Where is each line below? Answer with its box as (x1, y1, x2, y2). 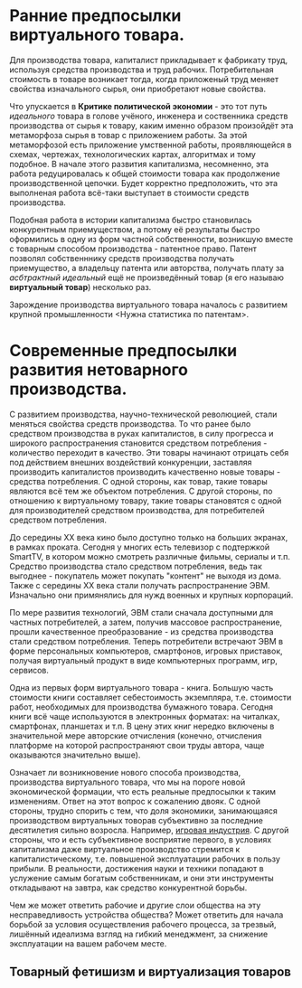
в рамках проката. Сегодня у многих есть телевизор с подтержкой (9, 541, 269, 552)
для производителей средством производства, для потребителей (9, 504, 265, 515)
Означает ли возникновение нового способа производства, (9, 767, 241, 777)
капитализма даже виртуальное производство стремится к (9, 843, 241, 854)
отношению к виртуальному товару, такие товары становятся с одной (9, 494, 282, 506)
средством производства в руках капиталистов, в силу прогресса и (9, 428, 274, 438)
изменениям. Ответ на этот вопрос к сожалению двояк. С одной (9, 795, 260, 806)
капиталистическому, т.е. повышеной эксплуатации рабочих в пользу (9, 853, 280, 864)
